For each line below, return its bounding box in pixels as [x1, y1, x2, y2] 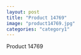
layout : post [6, 9, 40, 15]
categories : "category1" [6, 26, 70, 32]
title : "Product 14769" [6, 15, 67, 21]
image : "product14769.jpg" [6, 20, 75, 26]
